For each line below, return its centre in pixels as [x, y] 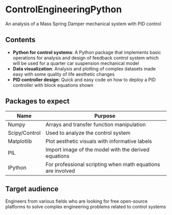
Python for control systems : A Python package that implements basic [87, 52]
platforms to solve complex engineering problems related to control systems [86, 207]
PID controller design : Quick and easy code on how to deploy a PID [84, 79]
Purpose [105, 116]
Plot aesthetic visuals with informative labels [99, 141]
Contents [20, 40]
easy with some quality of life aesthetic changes [64, 74]
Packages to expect [38, 101]
